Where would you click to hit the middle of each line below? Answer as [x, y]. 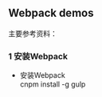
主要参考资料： [33, 33]
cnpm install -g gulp [53, 84]
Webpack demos [51, 13]
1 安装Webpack [38, 56]
